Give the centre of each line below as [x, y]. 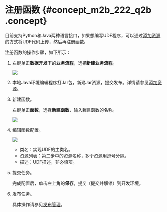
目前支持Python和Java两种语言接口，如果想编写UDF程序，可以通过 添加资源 [83, 35]
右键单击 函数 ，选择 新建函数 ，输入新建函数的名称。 [65, 110]
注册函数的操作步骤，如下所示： [38, 52]
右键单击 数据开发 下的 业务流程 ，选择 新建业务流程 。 [65, 63]
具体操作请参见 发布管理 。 [39, 204]
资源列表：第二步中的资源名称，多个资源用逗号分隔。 [74, 156]
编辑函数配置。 [28, 130]
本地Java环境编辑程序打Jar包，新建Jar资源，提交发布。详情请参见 [81, 82]
